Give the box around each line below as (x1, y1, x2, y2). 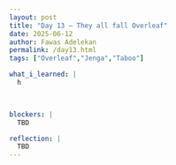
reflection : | (9, 134, 62, 143)
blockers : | (9, 109, 53, 119)
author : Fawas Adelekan (9, 37, 97, 47)
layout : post (9, 12, 57, 22)
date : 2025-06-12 (9, 29, 73, 38)
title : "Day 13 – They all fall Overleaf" (9, 21, 168, 30)
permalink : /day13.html (9, 46, 97, 55)
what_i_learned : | (9, 70, 77, 79)
